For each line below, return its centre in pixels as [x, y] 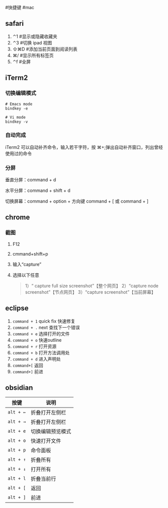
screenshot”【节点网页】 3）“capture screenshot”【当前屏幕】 [90, 292]
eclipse [17, 308]
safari [15, 23]
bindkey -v [17, 122]
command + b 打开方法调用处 [41, 352]
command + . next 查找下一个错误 [46, 327]
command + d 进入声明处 [37, 359]
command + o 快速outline [37, 340]
